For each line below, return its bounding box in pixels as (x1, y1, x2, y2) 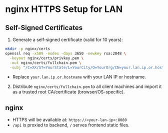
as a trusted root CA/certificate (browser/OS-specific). (12, 89, 125, 95)
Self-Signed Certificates (5, 23, 83, 32)
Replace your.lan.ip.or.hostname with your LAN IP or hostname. (12, 74, 146, 80)
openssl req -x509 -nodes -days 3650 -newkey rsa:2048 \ (5, 51, 126, 56)
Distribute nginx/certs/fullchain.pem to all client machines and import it (12, 83, 162, 89)
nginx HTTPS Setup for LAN (5, 3, 123, 15)
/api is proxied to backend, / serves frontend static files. (12, 122, 130, 128)
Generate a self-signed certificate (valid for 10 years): (12, 36, 123, 42)
